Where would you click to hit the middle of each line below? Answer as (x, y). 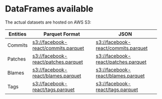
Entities (18, 34)
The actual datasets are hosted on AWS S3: (48, 22)
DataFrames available (49, 9)
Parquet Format (62, 34)
